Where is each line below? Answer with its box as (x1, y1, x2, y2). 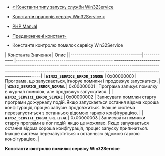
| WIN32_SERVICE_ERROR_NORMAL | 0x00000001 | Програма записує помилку (5, 83, 158, 89)
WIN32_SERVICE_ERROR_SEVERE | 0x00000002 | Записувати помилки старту (5, 94, 157, 100)
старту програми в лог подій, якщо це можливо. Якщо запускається (5, 120, 149, 126)
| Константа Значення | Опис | (5, 52, 68, 58)
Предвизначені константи (12, 33, 67, 39)
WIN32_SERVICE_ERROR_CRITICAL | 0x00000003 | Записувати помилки (5, 115, 146, 120)
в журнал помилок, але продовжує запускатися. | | (5, 89, 113, 94)
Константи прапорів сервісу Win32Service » (12, 14, 105, 19)
